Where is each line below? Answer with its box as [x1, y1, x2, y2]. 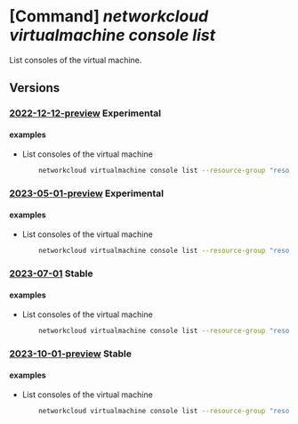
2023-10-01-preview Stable [9, 347, 132, 360]
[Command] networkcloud [9, 6, 209, 27]
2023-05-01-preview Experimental [9, 187, 165, 200]
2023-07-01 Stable [9, 267, 93, 280]
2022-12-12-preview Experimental [9, 107, 162, 119]
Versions [9, 80, 60, 95]
